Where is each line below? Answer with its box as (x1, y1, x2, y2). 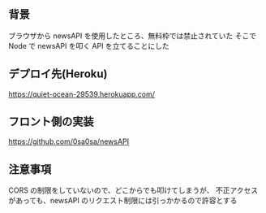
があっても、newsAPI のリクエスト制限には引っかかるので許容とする (8, 196, 238, 206)
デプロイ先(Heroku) (8, 67, 108, 81)
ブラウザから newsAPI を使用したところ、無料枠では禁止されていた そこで (8, 31, 257, 41)
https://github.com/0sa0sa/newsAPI (8, 137, 130, 146)
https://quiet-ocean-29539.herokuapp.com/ (8, 89, 156, 99)
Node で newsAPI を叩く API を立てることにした (8, 41, 170, 50)
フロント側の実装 (8, 115, 94, 128)
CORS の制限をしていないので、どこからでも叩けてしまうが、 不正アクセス (8, 185, 258, 195)
